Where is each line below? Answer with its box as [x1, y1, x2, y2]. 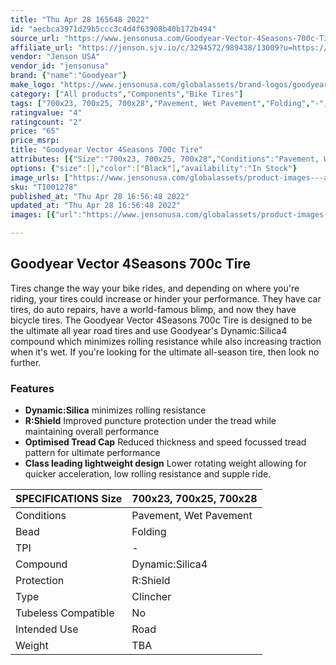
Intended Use [15, 622, 79, 636]
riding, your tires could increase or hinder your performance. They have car [10, 292, 322, 305]
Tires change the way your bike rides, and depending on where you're [10, 282, 300, 294]
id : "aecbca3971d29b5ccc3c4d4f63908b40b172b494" [10, 24, 217, 34]
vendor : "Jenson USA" [10, 52, 101, 62]
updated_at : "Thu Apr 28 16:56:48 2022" [10, 201, 182, 211]
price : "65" [10, 126, 60, 136]
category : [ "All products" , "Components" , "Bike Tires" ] [10, 89, 244, 99]
